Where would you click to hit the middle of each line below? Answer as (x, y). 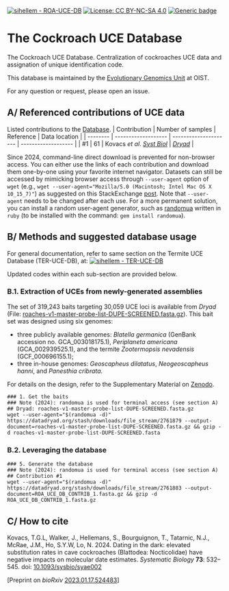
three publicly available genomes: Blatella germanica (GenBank (106, 334)
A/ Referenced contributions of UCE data (96, 113)
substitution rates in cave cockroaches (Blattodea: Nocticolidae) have (105, 552)
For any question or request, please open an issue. (79, 91)
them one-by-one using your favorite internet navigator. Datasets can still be (114, 171)
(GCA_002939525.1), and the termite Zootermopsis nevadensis (106, 349)
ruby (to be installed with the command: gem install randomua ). (96, 215)
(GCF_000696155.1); (45, 356)
